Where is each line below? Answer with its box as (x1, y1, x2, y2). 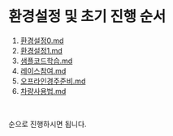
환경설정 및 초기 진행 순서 (8, 7, 167, 26)
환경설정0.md (19, 36, 64, 45)
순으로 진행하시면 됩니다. (8, 119, 87, 129)
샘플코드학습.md (19, 56, 73, 66)
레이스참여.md (19, 66, 67, 75)
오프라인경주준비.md (19, 76, 86, 86)
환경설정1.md (19, 45, 63, 55)
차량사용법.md (19, 86, 67, 96)
